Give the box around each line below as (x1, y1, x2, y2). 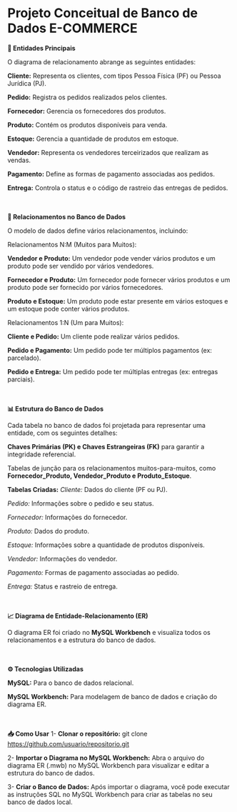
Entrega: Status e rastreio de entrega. (7, 582, 118, 591)
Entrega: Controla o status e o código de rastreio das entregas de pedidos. (7, 184, 228, 192)
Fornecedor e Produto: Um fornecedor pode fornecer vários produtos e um (7, 275, 231, 284)
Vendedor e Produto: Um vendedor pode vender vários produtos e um (7, 254, 216, 262)
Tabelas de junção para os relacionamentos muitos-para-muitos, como (7, 463, 216, 472)
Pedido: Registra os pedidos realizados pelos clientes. (7, 93, 168, 101)
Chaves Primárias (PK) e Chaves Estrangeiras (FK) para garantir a (7, 442, 205, 451)
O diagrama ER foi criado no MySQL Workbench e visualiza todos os (7, 628, 211, 636)
